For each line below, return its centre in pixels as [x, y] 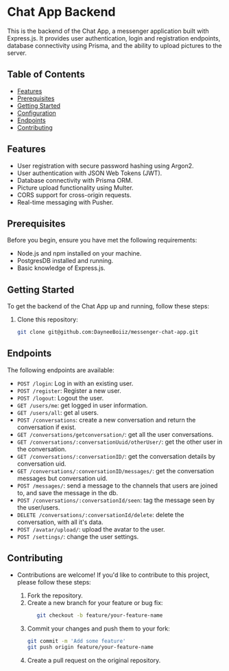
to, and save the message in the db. [68, 492]
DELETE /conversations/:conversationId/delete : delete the [100, 514]
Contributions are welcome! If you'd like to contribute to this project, [113, 575]
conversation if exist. [47, 427]
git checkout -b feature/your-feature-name [100, 615]
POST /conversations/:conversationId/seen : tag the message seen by [116, 500]
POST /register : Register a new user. [69, 390]
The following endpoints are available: [61, 370]
